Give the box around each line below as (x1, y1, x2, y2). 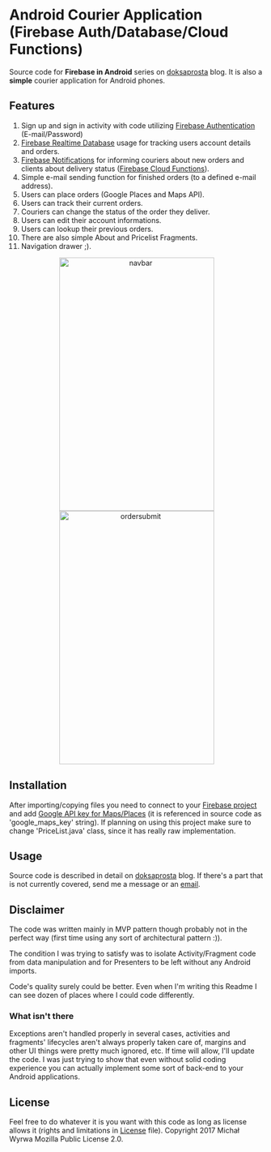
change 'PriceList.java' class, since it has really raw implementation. (9, 825, 236, 836)
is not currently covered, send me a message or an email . (9, 880, 201, 889)
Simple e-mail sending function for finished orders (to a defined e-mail (20, 172, 256, 182)
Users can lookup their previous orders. (20, 224, 154, 233)
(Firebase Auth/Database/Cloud (9, 23, 229, 41)
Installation (9, 778, 67, 792)
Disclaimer (9, 902, 65, 917)
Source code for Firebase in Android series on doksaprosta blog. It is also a (9, 66, 263, 76)
